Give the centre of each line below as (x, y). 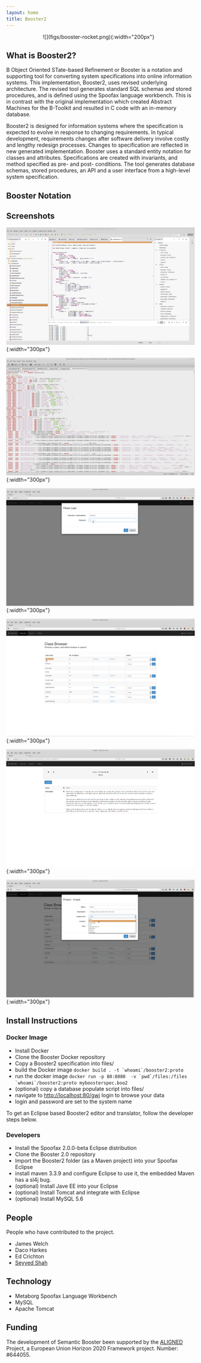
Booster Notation (39, 195)
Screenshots (31, 216)
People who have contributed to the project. (60, 1232)
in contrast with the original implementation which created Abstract (89, 102)
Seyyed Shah (31, 1262)
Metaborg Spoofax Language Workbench (66, 1296)
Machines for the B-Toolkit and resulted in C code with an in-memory (91, 108)
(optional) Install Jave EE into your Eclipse (66, 1186)
